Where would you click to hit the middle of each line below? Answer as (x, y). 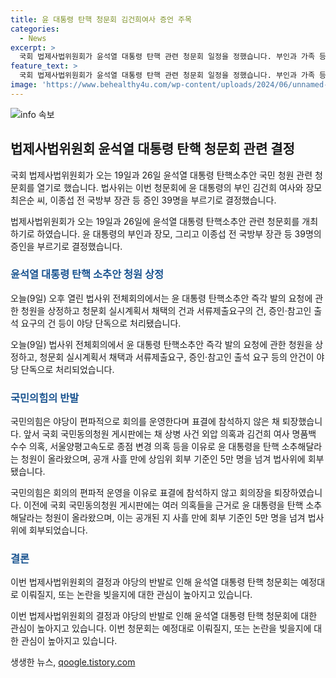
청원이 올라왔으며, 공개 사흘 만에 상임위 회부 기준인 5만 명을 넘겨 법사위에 (163, 459)
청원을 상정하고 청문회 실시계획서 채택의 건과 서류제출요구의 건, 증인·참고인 (166, 310)
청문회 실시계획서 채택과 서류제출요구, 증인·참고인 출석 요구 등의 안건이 (177, 357)
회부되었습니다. (58, 530)
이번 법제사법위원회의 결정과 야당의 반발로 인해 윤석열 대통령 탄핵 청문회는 (154, 582)
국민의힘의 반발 (45, 398)
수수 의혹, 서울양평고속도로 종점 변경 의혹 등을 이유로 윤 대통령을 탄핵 (145, 447)
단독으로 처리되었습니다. (67, 369)
